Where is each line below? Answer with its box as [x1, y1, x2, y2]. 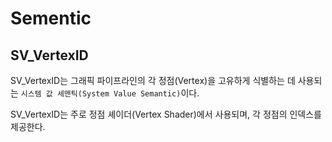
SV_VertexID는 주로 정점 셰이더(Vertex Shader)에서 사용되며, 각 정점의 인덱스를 [10, 108, 322, 120]
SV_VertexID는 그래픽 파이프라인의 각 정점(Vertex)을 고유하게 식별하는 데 [10, 75, 296, 86]
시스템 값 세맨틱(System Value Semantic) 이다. [20, 87, 200, 99]
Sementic [10, 7, 92, 30]
